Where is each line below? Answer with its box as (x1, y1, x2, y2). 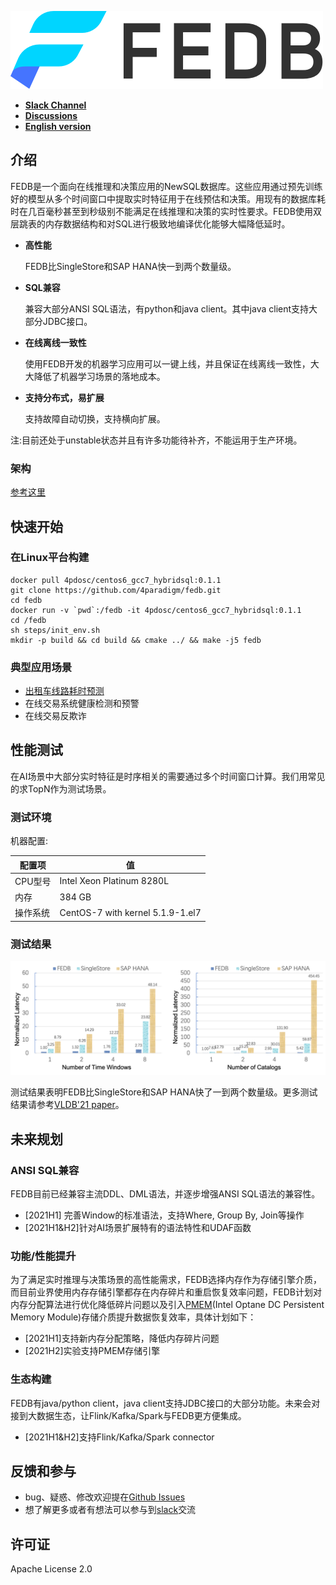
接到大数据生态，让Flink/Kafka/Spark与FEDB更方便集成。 (10, 1409, 247, 1421)
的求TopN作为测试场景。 (10, 782, 112, 795)
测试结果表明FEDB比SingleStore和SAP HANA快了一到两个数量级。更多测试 (10, 1086, 318, 1098)
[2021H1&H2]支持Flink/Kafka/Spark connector (24, 1431, 215, 1443)
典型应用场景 (10, 660, 73, 674)
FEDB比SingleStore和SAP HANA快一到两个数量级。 (24, 260, 237, 272)
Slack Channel (24, 99, 87, 111)
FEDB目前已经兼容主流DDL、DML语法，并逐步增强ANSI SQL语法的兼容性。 (10, 1188, 321, 1200)
